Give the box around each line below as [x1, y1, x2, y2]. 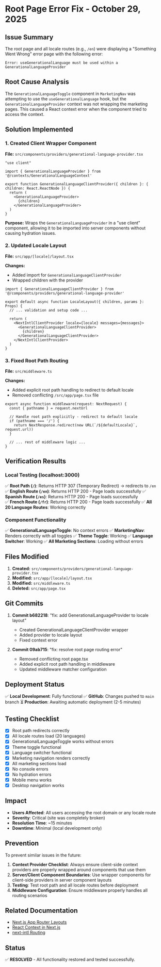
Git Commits [5, 599, 44, 607]
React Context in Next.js [12, 924, 61, 930]
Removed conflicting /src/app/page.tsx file [12, 392, 99, 398]
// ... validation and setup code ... [9, 308, 88, 312]
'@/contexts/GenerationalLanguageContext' [5, 173, 92, 178]
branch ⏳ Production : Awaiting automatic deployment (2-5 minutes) [5, 699, 142, 705]
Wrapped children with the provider [12, 277, 83, 283]
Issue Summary [5, 33, 53, 41]
